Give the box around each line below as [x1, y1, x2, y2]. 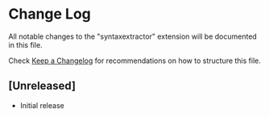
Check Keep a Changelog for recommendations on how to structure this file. [8, 56, 262, 65]
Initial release [19, 100, 64, 110]
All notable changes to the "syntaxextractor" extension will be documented [8, 31, 258, 41]
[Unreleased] [8, 79, 77, 93]
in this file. [8, 40, 43, 49]
